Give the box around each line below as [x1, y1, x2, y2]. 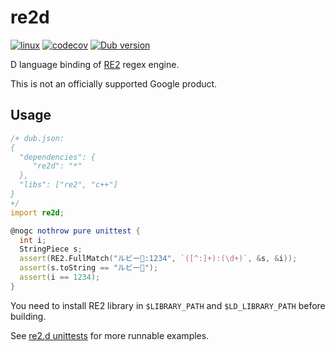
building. [10, 310, 47, 322]
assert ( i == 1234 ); [19, 272, 101, 282]
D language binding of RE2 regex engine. [10, 58, 180, 70]
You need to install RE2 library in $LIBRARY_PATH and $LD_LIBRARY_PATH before [10, 299, 326, 311]
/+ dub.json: [10, 133, 65, 143]
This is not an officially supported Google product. [10, 77, 218, 90]
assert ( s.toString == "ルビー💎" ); [19, 263, 159, 273]
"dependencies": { [19, 152, 97, 162]
